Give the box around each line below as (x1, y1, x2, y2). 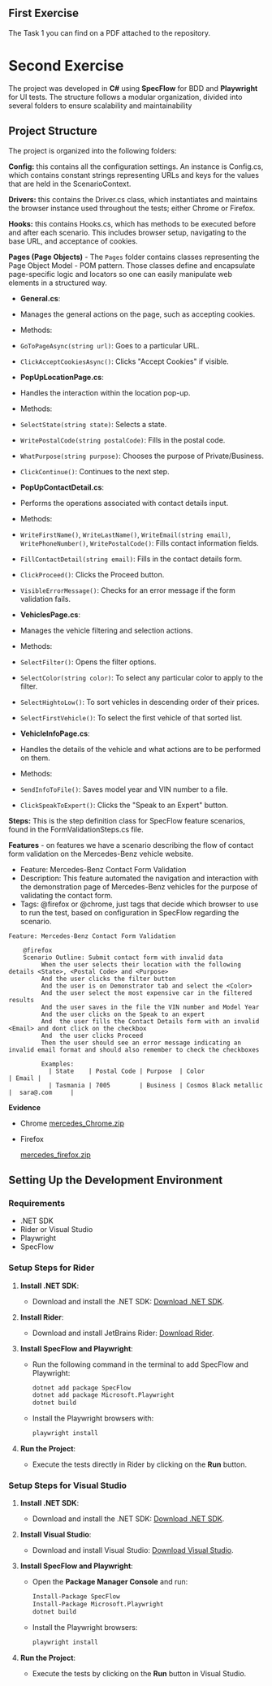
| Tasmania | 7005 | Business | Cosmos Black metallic (48, 1081, 264, 1089)
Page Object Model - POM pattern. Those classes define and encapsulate (8, 260, 256, 270)
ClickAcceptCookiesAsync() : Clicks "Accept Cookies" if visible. (19, 357, 229, 366)
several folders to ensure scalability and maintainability (8, 101, 192, 110)
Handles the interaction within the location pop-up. (19, 387, 191, 397)
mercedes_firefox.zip (19, 1149, 91, 1160)
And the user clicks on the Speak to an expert (41, 1010, 205, 1018)
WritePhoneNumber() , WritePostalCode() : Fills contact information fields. (19, 538, 259, 547)
